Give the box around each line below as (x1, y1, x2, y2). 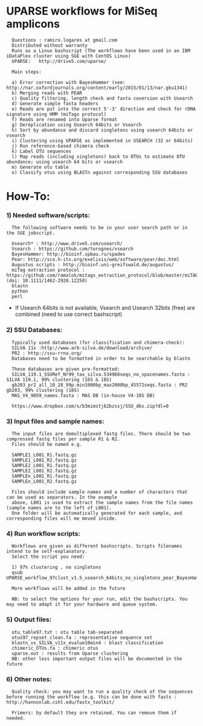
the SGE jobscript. (6, 230, 56, 237)
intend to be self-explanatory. (6, 549, 88, 555)
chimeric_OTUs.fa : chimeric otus (11, 645, 98, 651)
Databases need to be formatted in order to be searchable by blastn (11, 355, 190, 361)
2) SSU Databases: (6, 325, 63, 334)
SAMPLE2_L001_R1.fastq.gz (11, 463, 77, 469)
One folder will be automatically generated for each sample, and (11, 510, 182, 517)
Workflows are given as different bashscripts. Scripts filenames (11, 543, 182, 549)
